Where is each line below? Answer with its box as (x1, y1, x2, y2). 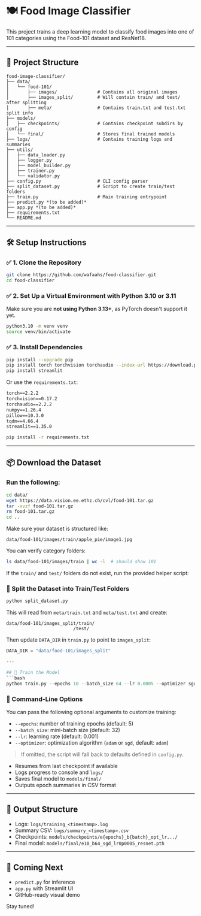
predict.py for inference (14, 878, 75, 885)
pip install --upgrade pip (6, 356, 74, 362)
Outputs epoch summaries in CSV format (14, 781, 117, 788)
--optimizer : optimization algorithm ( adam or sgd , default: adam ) (14, 739, 169, 746)
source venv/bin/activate (6, 329, 71, 335)
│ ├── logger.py (6, 157, 52, 163)
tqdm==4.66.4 (6, 418, 39, 424)
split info (6, 110, 33, 116)
